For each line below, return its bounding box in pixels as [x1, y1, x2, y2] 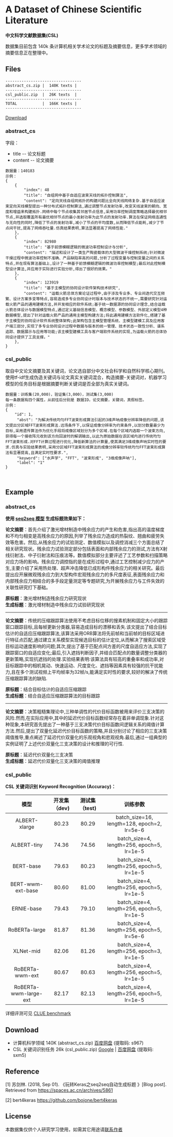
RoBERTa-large [8, 926, 46, 934]
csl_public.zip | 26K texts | [5, 92, 77, 97]
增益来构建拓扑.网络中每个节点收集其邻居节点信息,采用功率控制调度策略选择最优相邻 [12, 209, 167, 215]
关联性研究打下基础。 [5, 584, 50, 590]
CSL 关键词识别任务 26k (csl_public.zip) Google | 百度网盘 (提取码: [12, 1046, 154, 1053]
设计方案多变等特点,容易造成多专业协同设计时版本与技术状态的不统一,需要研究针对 [12, 296, 163, 302]
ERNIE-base [11, 905, 42, 912]
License [5, 1112, 31, 1121]
